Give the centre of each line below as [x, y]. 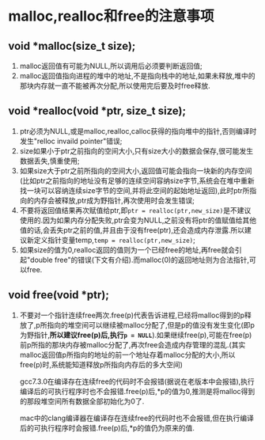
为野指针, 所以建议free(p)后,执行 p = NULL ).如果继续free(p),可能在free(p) [136, 335]
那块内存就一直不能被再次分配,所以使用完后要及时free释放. [115, 85]
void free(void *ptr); [59, 295]
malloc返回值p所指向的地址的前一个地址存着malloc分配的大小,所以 [127, 355]
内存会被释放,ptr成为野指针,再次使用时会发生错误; [114, 200]
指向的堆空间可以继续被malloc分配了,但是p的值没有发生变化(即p [151, 324]
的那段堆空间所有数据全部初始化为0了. [82, 401]
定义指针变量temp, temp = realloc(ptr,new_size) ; [114, 240]
